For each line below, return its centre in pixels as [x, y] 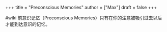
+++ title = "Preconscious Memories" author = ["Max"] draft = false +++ [81, 7]
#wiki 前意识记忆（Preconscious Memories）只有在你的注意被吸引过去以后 [84, 18]
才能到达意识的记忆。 [27, 24]
